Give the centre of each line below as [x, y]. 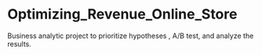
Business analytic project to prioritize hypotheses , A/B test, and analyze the [131, 36]
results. [20, 43]
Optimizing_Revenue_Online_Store [122, 14]
